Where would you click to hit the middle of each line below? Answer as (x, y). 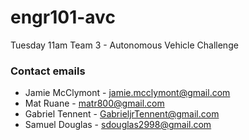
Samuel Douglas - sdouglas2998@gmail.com (118, 125)
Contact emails (48, 71)
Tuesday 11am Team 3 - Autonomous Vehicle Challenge (124, 45)
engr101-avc (63, 17)
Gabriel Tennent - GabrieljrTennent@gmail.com (122, 114)
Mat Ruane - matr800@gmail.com (94, 103)
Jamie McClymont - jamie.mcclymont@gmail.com (127, 93)
